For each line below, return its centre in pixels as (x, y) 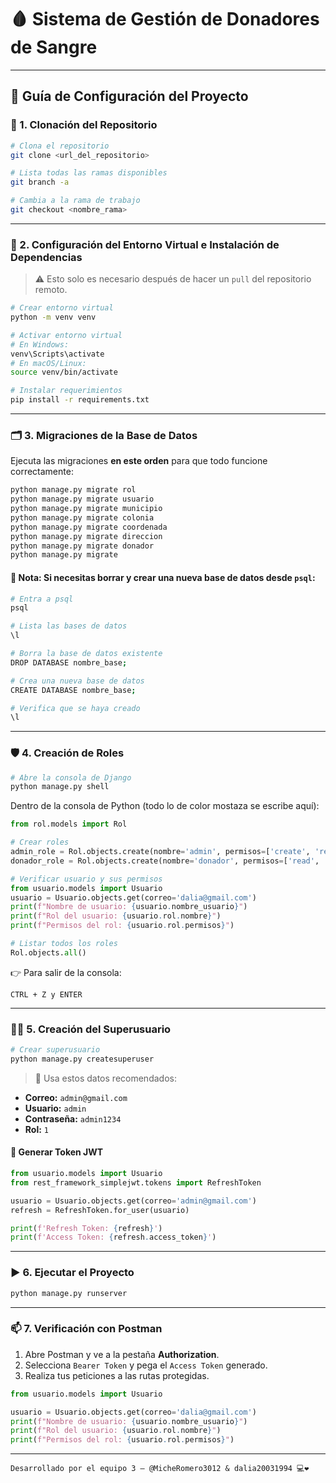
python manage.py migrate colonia (82, 517)
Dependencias (46, 257)
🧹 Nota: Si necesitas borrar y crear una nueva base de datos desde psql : (163, 577)
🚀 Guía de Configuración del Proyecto (129, 96)
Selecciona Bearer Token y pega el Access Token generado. (146, 1365)
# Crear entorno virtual (62, 308)
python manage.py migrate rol (73, 490)
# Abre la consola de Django (71, 777)
